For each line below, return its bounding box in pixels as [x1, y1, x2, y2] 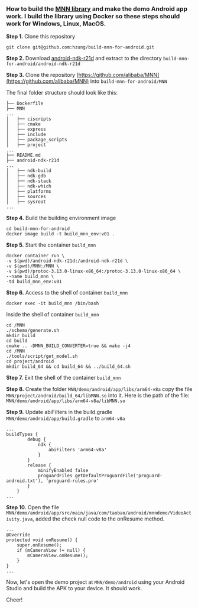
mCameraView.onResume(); [27, 552, 89, 559]
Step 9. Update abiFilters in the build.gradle [6, 409, 112, 416]
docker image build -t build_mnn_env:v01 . [6, 231, 115, 237]
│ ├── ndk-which [6, 183, 51, 189]
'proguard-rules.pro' [46, 478, 99, 484]
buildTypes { [6, 431, 38, 438]
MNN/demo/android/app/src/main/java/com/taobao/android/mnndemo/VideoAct [6, 510, 192, 516]
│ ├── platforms [6, 189, 51, 195]
